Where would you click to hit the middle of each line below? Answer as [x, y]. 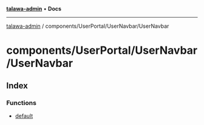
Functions [21, 103]
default [24, 116]
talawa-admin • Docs [34, 9]
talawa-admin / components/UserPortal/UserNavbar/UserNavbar [88, 26]
